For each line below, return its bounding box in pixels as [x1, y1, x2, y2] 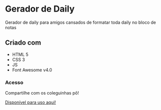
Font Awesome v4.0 [12, 67, 52, 73]
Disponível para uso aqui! [5, 99, 56, 105]
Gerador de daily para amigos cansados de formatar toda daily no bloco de [5, 19, 156, 25]
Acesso [5, 79, 23, 86]
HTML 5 [12, 51, 29, 57]
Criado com [5, 39, 41, 47]
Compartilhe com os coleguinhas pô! [5, 90, 79, 96]
